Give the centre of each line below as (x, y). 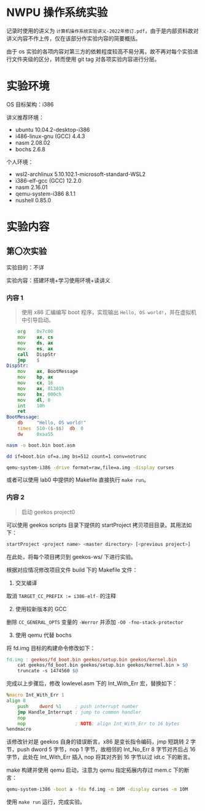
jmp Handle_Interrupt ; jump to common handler (79, 712)
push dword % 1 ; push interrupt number (78, 706)
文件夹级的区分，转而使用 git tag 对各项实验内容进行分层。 (86, 59)
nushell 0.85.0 (33, 200)
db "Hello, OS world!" (52, 423)
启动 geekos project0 (48, 512)
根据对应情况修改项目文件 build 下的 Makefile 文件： (72, 570)
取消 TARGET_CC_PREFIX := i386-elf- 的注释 (61, 596)
